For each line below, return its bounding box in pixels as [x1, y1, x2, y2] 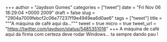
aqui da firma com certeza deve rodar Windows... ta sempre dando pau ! [5, 31, 159, 37]
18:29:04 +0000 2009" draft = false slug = [5, 10, 95, 16]
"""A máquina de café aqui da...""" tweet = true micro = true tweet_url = [5, 20, 157, 26]
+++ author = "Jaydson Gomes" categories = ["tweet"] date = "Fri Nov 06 [5, 5, 161, 10]
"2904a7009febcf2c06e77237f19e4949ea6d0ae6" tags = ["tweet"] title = [5, 15, 162, 21]
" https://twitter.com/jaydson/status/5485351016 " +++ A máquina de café [5, 26, 160, 32]
